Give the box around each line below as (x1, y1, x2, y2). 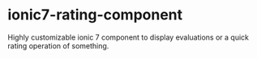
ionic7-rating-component (7, 6, 183, 24)
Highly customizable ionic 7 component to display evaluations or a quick (7, 32, 249, 42)
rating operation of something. (7, 40, 109, 50)
